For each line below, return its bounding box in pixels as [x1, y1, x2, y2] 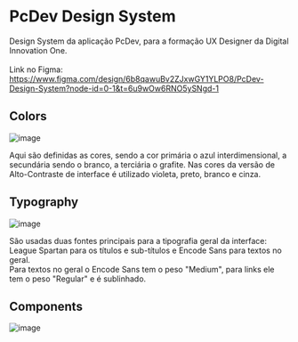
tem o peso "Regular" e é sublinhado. [9, 273, 147, 284]
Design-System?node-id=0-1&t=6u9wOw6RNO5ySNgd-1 [9, 83, 220, 94]
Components [9, 298, 83, 313]
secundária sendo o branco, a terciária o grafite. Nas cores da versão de [9, 159, 276, 170]
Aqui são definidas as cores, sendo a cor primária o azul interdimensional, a [9, 150, 287, 160]
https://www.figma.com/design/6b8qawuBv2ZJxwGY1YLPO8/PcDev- [9, 73, 264, 84]
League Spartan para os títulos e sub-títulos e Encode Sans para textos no [9, 245, 282, 256]
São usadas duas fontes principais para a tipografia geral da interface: [9, 235, 268, 246]
